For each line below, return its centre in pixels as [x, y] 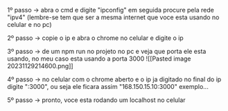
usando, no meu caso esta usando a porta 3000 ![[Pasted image [99, 59]
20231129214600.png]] [41, 66]
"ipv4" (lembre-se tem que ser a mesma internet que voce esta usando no [113, 17]
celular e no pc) [29, 24]
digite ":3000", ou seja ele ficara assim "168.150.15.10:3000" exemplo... [108, 87]
